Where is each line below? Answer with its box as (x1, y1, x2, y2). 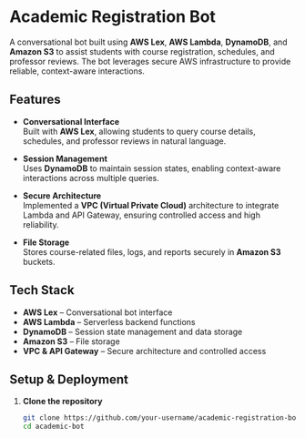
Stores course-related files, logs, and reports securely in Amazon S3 (22, 246, 281, 257)
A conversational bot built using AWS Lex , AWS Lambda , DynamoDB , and (9, 36, 289, 47)
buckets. (22, 256, 56, 267)
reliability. (22, 219, 59, 229)
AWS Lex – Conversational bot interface (22, 307, 173, 318)
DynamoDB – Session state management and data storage (22, 326, 243, 337)
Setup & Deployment (9, 372, 129, 387)
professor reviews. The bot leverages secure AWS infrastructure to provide (9, 56, 291, 66)
